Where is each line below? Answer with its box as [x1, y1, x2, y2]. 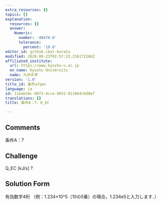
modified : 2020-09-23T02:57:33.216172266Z [5, 53, 95, 59]
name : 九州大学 [9, 72, 38, 77]
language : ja [5, 86, 32, 91]
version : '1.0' [5, 77, 37, 82]
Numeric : [14, 30, 32, 35]
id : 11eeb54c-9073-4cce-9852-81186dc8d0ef [5, 91, 95, 96]
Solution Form [5, 179, 50, 188]
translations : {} [5, 95, 41, 100]
